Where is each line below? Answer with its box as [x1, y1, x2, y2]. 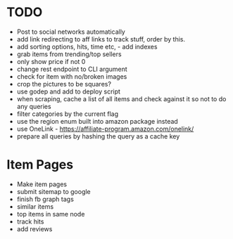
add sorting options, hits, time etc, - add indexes [16, 42, 158, 51]
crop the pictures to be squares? [16, 79, 112, 88]
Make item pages [16, 180, 68, 188]
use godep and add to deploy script [16, 87, 121, 96]
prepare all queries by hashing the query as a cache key [16, 131, 180, 141]
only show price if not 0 [16, 57, 86, 65]
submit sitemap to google [16, 187, 91, 195]
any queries [16, 102, 51, 110]
